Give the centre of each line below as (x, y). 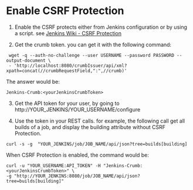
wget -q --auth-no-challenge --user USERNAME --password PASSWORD (92, 55)
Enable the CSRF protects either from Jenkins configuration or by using (101, 27)
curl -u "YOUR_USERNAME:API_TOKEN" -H (53, 165)
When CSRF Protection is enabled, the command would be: (78, 155)
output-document (26, 60)
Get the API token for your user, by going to (67, 103)
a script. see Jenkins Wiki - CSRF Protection (68, 33)
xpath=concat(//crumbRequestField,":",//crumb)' (67, 71)
